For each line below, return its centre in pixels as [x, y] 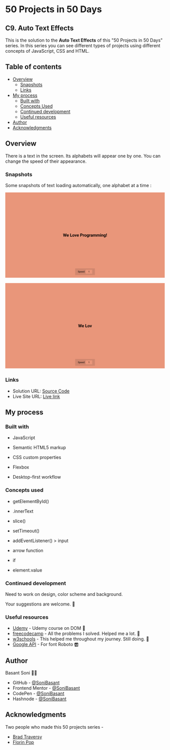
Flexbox [21, 467]
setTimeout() [26, 530]
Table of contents [33, 67]
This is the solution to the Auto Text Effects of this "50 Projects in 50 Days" [84, 40]
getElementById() [31, 501]
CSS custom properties [37, 457]
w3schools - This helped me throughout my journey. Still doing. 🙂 [81, 639]
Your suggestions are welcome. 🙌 [40, 604]
